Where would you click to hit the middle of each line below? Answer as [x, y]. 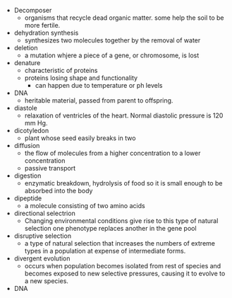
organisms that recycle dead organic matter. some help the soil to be [124, 18]
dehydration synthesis [46, 33]
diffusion [27, 145]
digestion [28, 176]
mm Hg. [36, 123]
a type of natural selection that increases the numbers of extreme [120, 243]
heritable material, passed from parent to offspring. [99, 101]
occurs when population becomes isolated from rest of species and [123, 266]
